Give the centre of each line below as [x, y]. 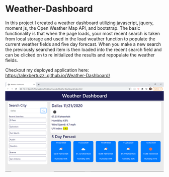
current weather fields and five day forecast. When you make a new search [83, 44]
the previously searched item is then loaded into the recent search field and [83, 49]
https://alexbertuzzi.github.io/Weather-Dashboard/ [58, 75]
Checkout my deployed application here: [47, 70]
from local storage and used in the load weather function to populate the [80, 39]
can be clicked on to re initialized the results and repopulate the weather [80, 55]
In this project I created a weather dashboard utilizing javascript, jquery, [79, 23]
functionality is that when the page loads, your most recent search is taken [82, 33]
